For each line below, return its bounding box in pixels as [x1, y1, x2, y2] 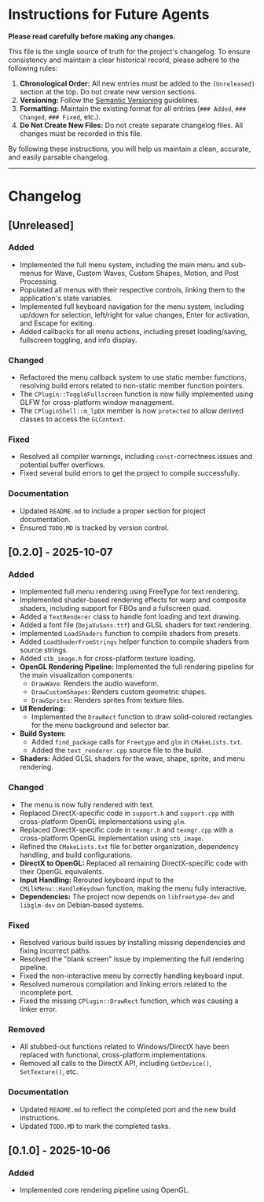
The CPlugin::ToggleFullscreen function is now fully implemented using [19, 389, 254, 399]
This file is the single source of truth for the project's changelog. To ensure [8, 46, 251, 56]
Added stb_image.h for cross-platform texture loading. [19, 654, 196, 663]
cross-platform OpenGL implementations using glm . [19, 816, 186, 826]
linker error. [19, 1004, 57, 1013]
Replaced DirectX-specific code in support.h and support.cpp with [19, 808, 235, 818]
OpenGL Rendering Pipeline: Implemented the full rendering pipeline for [19, 662, 255, 671]
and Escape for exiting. [19, 318, 95, 328]
